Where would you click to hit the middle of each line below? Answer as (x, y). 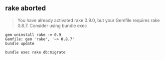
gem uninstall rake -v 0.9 (33, 34)
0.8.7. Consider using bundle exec (52, 25)
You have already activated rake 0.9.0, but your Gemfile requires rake (88, 20)
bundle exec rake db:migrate (35, 52)
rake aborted (26, 8)
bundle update (20, 43)
